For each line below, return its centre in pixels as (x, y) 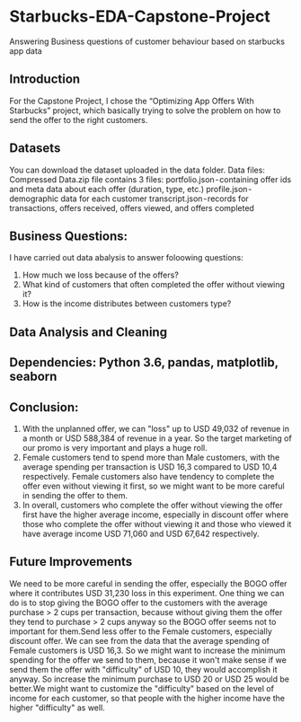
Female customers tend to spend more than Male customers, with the (151, 457)
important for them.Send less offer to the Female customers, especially (141, 631)
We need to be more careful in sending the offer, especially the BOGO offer (148, 583)
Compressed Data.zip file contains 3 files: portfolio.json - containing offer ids (150, 179)
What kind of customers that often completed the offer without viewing (154, 285)
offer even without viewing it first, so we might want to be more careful (153, 486)
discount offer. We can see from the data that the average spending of (139, 640)
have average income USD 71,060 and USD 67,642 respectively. (141, 533)
